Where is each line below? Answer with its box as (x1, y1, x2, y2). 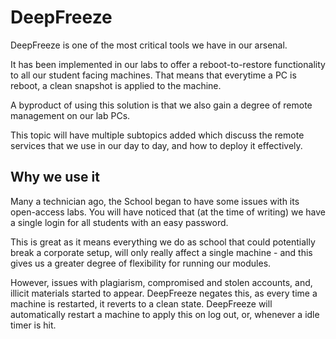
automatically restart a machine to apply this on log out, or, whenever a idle (10, 308, 320, 320)
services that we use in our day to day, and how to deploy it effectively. (10, 139, 303, 151)
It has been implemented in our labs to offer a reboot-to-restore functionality (10, 58, 326, 70)
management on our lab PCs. (10, 109, 131, 121)
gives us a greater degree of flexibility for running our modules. (10, 257, 272, 269)
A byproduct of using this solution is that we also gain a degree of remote (10, 99, 313, 111)
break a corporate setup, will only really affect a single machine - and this (10, 246, 313, 258)
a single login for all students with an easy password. (10, 216, 229, 228)
